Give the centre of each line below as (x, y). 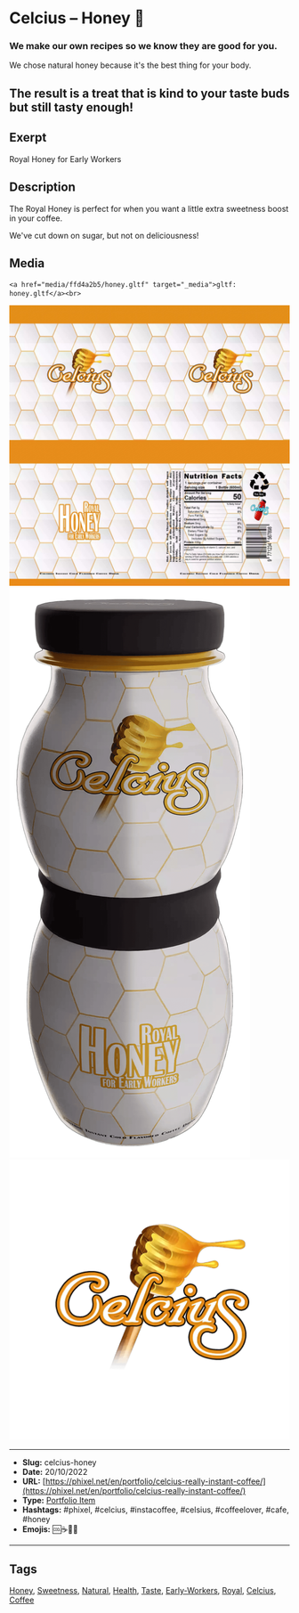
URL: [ (34, 1481)
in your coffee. (36, 218)
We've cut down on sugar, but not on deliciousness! (104, 235)
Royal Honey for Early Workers (65, 159)
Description (42, 187)
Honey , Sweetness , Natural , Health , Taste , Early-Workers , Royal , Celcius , (143, 1591)
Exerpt (28, 138)
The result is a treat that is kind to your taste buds (149, 93)
